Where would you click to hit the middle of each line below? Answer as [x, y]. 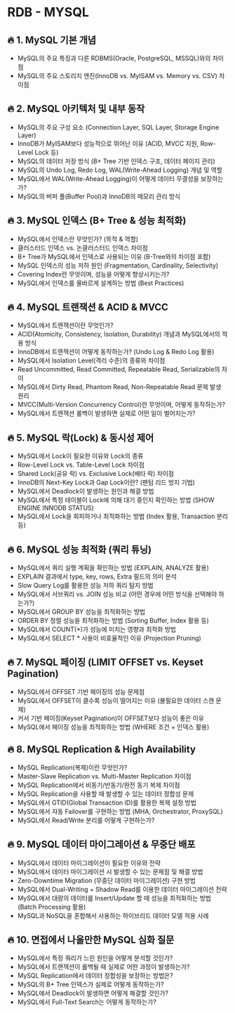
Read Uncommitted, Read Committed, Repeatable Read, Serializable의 [119, 370]
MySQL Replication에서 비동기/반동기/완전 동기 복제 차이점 [99, 785]
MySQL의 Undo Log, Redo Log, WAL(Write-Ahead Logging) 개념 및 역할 [120, 170]
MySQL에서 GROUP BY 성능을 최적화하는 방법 [81, 612]
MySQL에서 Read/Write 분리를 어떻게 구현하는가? [86, 820]
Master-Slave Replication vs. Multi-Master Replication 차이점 [104, 776]
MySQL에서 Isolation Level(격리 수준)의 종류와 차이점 [91, 360]
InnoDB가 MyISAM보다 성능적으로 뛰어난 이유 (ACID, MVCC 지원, [108, 143]
